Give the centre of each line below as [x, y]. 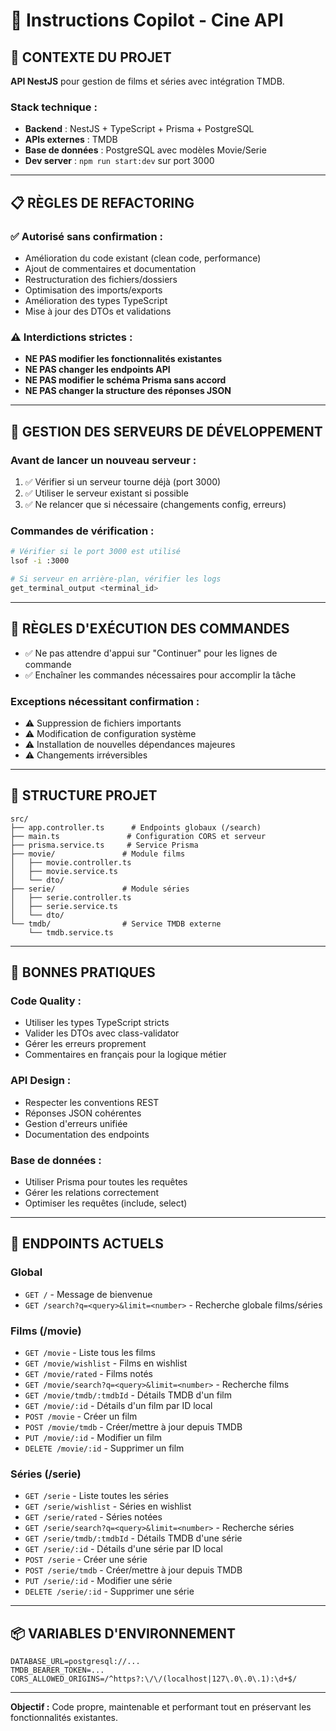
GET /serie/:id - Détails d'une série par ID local [123, 1549]
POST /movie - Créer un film [81, 1416]
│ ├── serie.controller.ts [71, 897]
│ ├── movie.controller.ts [71, 862]
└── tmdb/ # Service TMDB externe [116, 924]
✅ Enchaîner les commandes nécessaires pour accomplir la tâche [160, 675]
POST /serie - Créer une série [86, 1560]
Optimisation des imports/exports [93, 290]
